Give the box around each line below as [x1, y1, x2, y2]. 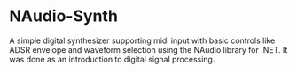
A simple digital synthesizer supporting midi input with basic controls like [9, 35, 276, 46]
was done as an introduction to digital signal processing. [9, 54, 215, 64]
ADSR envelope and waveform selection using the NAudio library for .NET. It [9, 44, 288, 55]
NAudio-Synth [9, 6, 118, 26]
